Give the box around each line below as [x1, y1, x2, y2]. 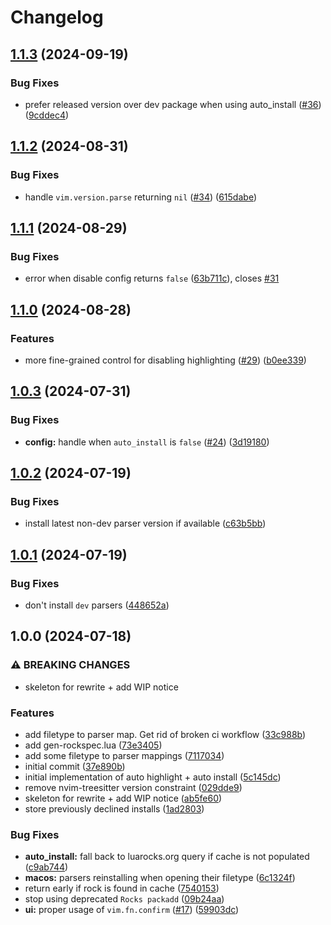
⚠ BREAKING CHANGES [10, 658, 131, 672]
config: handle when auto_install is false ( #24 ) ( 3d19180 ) [24, 436, 270, 448]
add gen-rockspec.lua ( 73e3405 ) [24, 739, 163, 751]
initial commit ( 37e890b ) [24, 760, 126, 772]
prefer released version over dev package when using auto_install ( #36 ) [24, 98, 322, 110]
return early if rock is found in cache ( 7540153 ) [24, 882, 220, 895]
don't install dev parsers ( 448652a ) [24, 599, 170, 611]
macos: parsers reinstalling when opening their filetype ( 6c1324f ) [24, 872, 296, 884]
